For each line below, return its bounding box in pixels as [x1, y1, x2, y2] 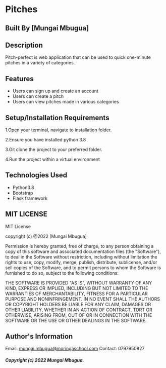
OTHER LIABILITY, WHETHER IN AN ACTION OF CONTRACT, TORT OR [5, 307, 152, 313]
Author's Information [5, 332, 73, 341]
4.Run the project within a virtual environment [5, 156, 100, 163]
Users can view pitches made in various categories [12, 99, 120, 105]
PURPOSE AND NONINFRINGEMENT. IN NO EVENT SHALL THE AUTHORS [5, 296, 160, 302]
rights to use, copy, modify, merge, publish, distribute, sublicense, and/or [5, 259, 157, 265]
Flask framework [12, 195, 48, 201]
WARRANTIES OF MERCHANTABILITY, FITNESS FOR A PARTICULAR [5, 290, 148, 297]
